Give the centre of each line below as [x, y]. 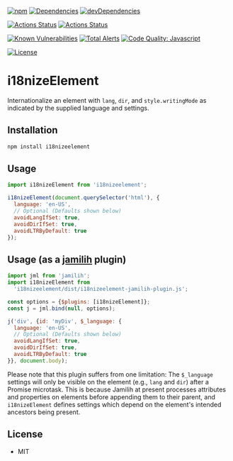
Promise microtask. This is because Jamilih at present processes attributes [117, 389]
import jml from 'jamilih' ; [49, 276]
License [25, 434]
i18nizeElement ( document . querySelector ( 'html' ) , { [84, 198]
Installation [33, 130]
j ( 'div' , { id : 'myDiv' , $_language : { [64, 321]
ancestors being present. [44, 412]
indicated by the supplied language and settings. [79, 108]
